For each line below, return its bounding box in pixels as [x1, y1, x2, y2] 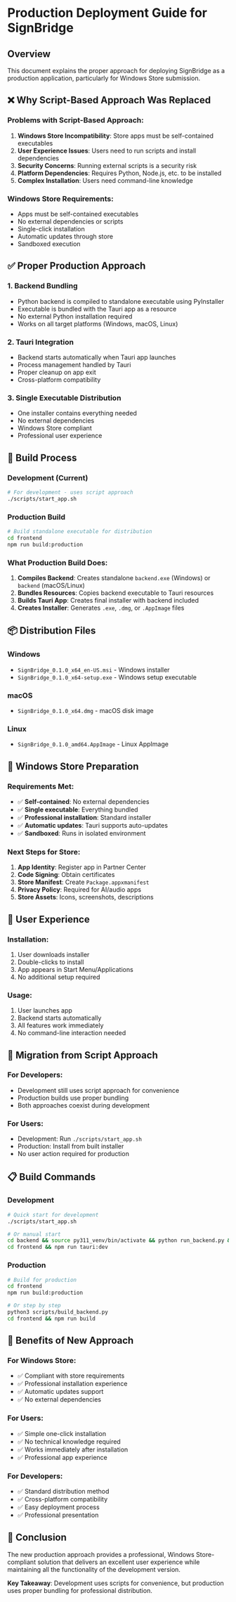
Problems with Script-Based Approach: [7, 115, 144, 125]
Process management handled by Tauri [17, 360, 131, 369]
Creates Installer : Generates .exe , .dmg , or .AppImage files [17, 603, 185, 612]
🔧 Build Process [7, 451, 77, 463]
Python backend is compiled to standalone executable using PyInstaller [17, 297, 225, 305]
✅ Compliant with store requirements [17, 1371, 125, 1380]
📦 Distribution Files [7, 624, 96, 637]
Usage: [7, 990, 33, 1000]
